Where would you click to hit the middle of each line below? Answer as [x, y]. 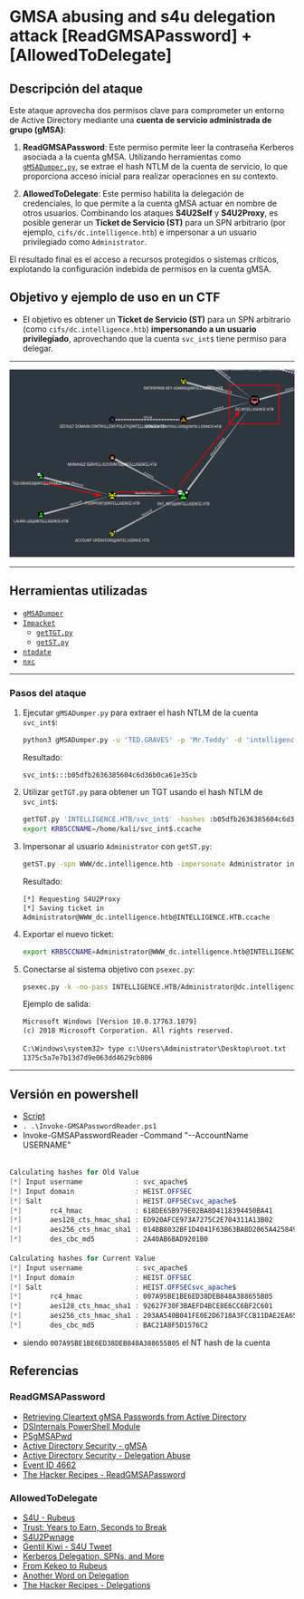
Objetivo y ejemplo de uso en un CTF [115, 298]
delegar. [38, 348]
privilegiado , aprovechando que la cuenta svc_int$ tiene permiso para [154, 338]
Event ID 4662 [49, 1465]
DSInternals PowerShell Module [81, 1426]
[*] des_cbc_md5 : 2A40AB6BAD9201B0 [109, 1239]
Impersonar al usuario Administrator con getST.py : [117, 846]
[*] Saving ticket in [63, 908]
